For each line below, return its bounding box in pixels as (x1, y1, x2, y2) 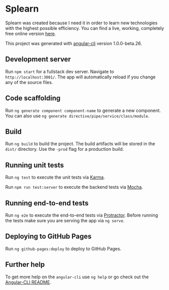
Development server (5, 55, 71, 64)
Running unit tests (5, 160, 64, 170)
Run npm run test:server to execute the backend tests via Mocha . (5, 184, 143, 190)
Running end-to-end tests (5, 198, 89, 208)
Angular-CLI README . (5, 279, 51, 285)
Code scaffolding (5, 94, 61, 103)
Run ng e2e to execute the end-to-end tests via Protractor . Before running (5, 212, 158, 218)
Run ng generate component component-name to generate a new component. (5, 107, 161, 113)
